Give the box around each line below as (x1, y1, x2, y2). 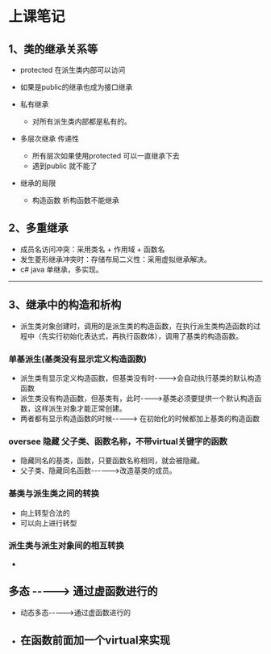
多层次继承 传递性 (19, 134, 79, 143)
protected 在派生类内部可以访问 (19, 65, 126, 74)
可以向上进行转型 (19, 518, 77, 528)
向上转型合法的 (19, 508, 70, 517)
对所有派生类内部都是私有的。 (31, 116, 131, 126)
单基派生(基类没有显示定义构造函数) (8, 353, 148, 365)
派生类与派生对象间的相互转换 (8, 540, 125, 551)
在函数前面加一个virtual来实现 (19, 634, 171, 648)
